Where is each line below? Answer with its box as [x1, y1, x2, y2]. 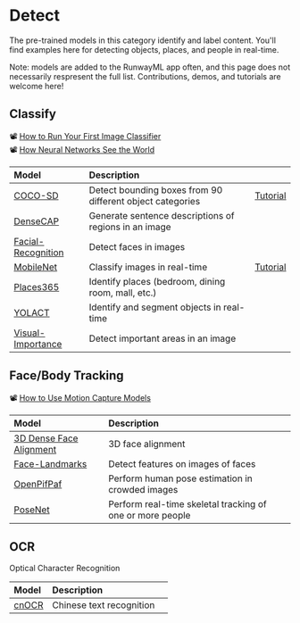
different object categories [88, 195, 201, 207]
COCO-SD [13, 189, 60, 202]
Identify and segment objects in [88, 301, 221, 313]
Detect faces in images [88, 240, 186, 253]
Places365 [13, 280, 60, 293]
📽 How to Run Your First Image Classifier [9, 130, 162, 141]
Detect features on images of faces [108, 457, 256, 469]
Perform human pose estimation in [108, 472, 253, 485]
